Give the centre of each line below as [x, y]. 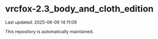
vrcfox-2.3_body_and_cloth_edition [79, 9]
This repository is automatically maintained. [49, 31]
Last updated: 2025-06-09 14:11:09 [41, 22]
